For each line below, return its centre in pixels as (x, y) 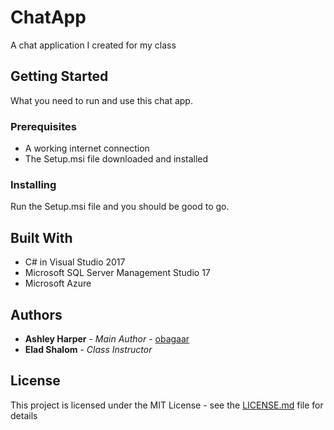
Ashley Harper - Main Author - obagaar (107, 338)
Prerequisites (43, 126)
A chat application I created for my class (93, 45)
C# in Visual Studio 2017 (75, 262)
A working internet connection (87, 148)
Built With (41, 237)
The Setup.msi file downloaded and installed (116, 159)
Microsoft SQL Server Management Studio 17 (117, 273)
